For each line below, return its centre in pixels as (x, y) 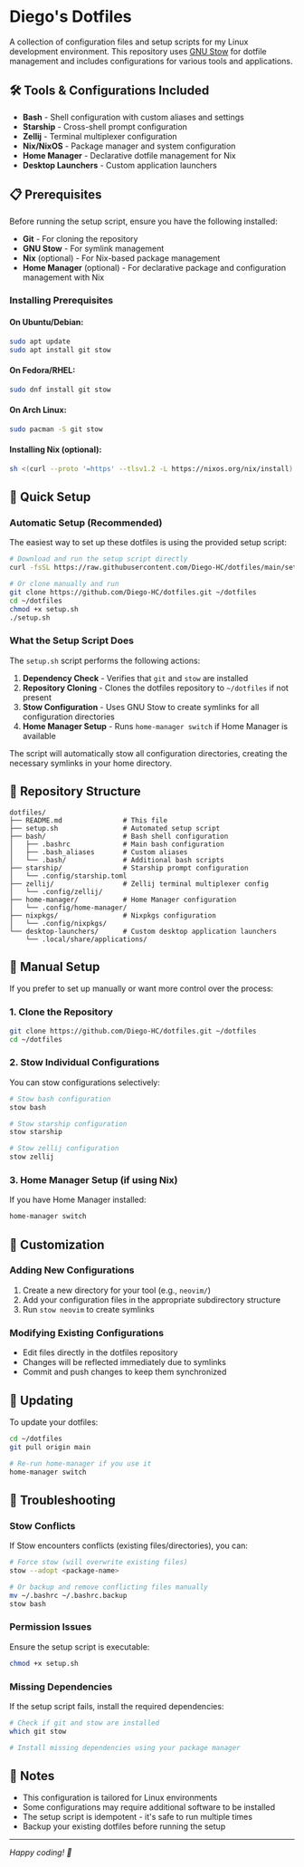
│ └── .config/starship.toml (68, 876)
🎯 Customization (57, 1244)
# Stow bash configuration (60, 1099)
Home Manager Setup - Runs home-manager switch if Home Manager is (155, 726)
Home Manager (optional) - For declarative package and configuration (154, 267)
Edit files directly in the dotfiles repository (100, 1352)
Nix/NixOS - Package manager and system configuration (129, 146)
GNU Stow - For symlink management (93, 248)
